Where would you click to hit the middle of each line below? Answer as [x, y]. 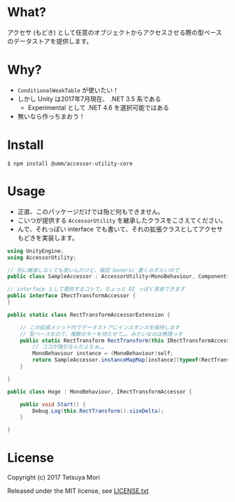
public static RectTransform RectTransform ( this [92, 340]
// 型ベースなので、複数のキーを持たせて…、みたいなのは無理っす [101, 334]
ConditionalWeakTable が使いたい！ [68, 90]
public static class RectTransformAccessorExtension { [89, 315]
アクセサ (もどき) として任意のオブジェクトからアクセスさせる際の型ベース [115, 32]
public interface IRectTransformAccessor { [72, 296]
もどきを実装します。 [48, 238]
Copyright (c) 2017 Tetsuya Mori [54, 478]
